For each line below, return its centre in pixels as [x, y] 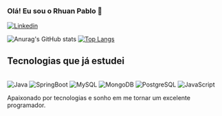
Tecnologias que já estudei [66, 61]
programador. [26, 105]
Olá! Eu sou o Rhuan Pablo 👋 [55, 11]
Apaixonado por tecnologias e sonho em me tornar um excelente [99, 98]
